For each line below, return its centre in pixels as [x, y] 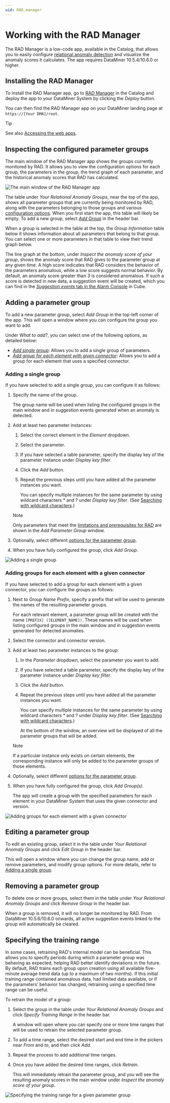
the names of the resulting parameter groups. [60, 604]
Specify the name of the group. [45, 395]
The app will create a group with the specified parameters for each [82, 796]
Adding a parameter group [48, 302]
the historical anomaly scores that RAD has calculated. [62, 178]
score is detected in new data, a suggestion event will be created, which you [85, 281]
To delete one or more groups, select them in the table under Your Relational [85, 898]
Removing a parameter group [52, 886]
